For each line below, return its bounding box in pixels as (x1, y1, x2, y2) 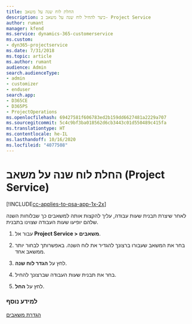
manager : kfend (6, 25, 44, 32)
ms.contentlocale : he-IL (6, 131, 68, 137)
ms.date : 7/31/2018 (6, 48, 55, 54)
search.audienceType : (6, 70, 60, 76)
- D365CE (6, 97, 28, 103)
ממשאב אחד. (14, 247, 46, 255)
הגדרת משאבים (6, 311, 41, 318)
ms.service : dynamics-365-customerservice (6, 31, 113, 37)
